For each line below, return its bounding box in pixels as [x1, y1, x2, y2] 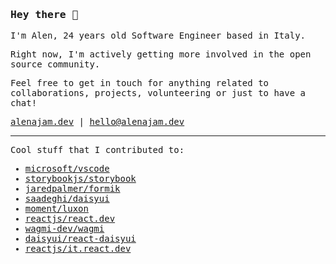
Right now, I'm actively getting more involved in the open [10, 49, 312, 60]
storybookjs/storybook [24, 173, 137, 185]
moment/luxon [24, 203, 89, 215]
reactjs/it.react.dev [24, 243, 132, 255]
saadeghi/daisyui [24, 193, 110, 205]
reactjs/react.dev [24, 213, 116, 225]
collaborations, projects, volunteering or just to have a [10, 88, 307, 99]
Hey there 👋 [10, 8, 79, 21]
